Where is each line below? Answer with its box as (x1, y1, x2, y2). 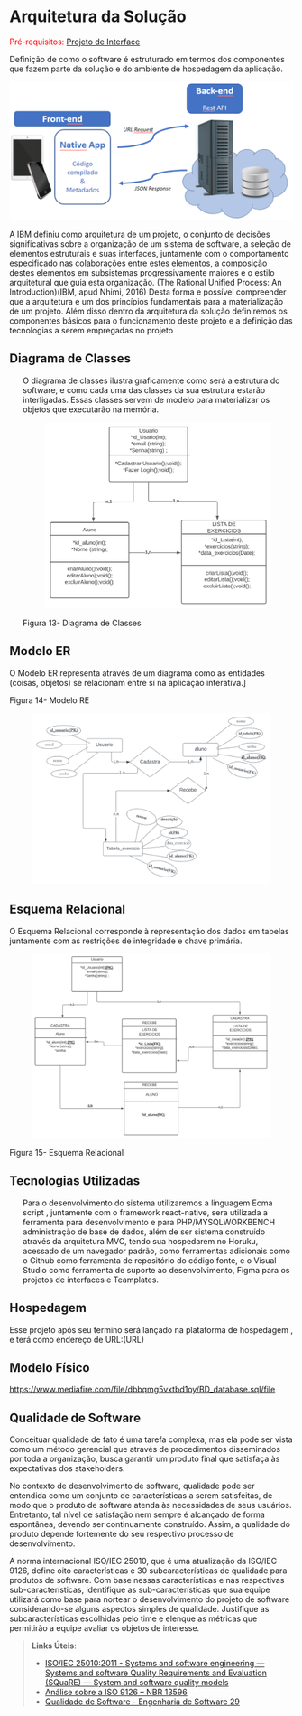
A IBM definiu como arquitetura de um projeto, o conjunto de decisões (9, 229, 270, 240)
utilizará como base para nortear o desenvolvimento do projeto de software (9, 1594, 290, 1605)
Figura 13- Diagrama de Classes (22, 617, 142, 629)
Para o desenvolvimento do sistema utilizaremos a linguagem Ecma (22, 1197, 273, 1208)
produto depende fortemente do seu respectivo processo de (9, 1529, 234, 1540)
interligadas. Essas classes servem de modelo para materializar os (22, 394, 270, 405)
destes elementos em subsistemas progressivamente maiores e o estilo (9, 267, 275, 278)
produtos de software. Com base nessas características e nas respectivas (9, 1575, 285, 1586)
